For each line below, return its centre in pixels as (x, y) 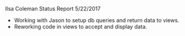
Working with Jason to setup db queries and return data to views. (96, 20)
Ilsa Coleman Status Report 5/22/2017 (53, 9)
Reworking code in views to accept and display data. (81, 27)
